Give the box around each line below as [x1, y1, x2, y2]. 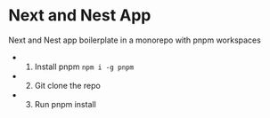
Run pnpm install [34, 98, 97, 109]
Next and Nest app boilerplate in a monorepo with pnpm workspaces [8, 35, 262, 45]
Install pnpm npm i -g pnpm [34, 61, 135, 72]
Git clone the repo [34, 80, 102, 90]
